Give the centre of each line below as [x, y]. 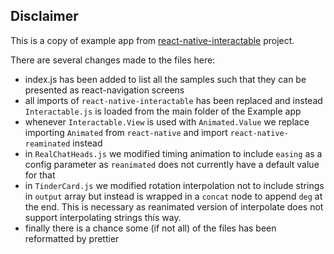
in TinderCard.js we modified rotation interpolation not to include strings [174, 185]
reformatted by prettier [72, 238]
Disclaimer [44, 16]
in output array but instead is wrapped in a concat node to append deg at [173, 196]
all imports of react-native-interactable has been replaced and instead [173, 100]
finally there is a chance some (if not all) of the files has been [150, 228]
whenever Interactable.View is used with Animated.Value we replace [167, 121]
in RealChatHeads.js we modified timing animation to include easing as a [173, 153]
